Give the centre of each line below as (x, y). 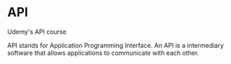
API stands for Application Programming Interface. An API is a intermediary (115, 45)
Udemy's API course (37, 32)
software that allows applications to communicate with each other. (103, 53)
